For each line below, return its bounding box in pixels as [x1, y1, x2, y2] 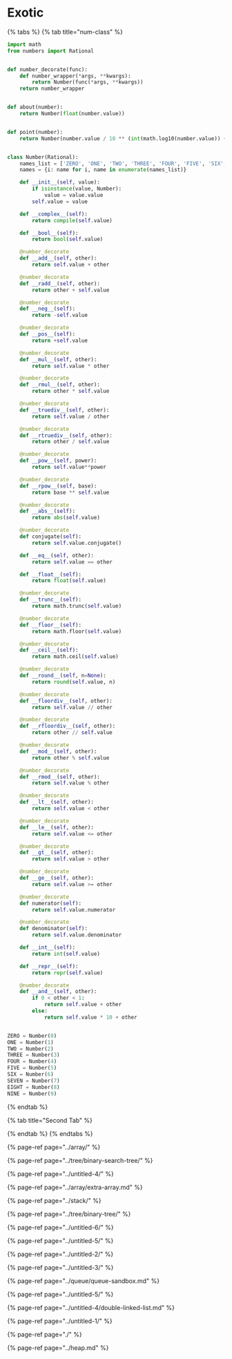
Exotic [7, 5, 44, 21]
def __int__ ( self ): [19, 944, 76, 951]
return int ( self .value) [32, 950, 100, 957]
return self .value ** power [32, 464, 107, 471]
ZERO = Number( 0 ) [7, 1032, 57, 1039]
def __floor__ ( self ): [19, 621, 81, 628]
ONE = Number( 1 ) [7, 1039, 54, 1045]
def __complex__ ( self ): [19, 211, 88, 218]
